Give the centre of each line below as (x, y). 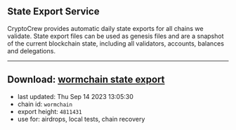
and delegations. (32, 51)
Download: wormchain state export (86, 80)
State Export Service (53, 12)
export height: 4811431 (50, 111)
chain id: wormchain (45, 104)
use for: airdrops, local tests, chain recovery (81, 119)
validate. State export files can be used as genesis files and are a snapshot (116, 36)
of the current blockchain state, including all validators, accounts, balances (116, 43)
